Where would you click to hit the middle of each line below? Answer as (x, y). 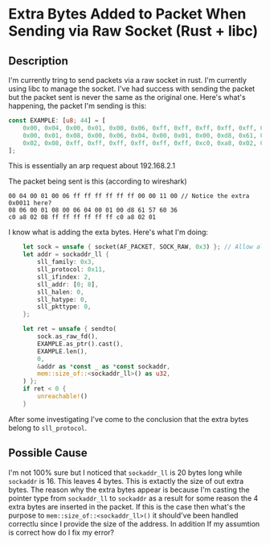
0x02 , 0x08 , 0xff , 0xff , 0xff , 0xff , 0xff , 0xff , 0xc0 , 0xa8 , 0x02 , (140, 143)
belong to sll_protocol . (48, 427)
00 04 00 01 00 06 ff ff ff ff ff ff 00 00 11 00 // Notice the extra (129, 196)
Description (38, 61)
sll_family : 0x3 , (66, 262)
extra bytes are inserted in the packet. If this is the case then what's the (127, 506)
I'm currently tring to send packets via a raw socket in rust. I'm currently (127, 80)
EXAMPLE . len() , (63, 351)
